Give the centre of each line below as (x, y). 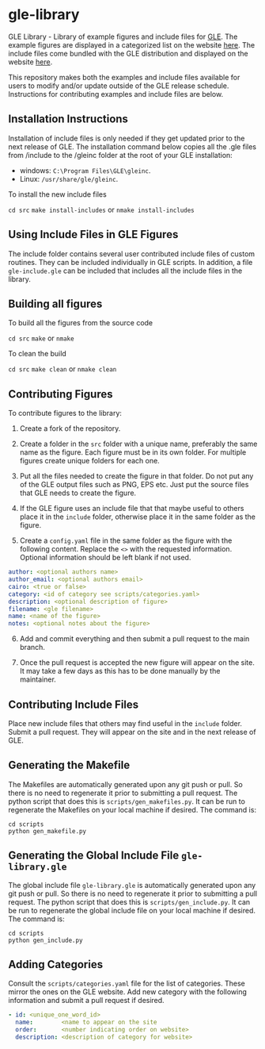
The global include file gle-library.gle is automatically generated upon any (132, 885)
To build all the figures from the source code (81, 323)
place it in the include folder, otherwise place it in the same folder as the (137, 517)
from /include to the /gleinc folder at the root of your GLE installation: (121, 155)
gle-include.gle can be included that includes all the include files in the (125, 271)
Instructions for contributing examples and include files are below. (116, 94)
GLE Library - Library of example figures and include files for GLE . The (123, 37)
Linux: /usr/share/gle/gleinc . (69, 179)
